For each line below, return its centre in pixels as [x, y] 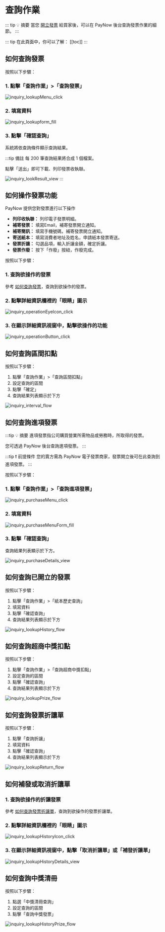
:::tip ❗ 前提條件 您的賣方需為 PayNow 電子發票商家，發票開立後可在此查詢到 [82, 456]
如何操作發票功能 [31, 196]
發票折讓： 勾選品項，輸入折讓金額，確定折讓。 [61, 244]
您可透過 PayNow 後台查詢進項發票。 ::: [46, 446]
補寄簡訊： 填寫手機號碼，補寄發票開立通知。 [58, 231]
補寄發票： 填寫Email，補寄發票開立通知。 [55, 225]
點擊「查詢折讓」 [30, 739]
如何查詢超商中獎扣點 [38, 646]
